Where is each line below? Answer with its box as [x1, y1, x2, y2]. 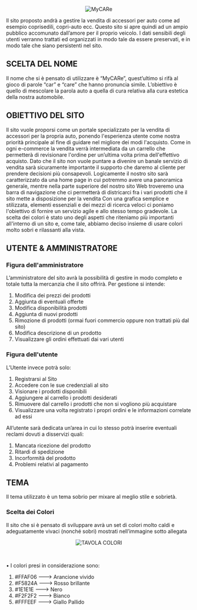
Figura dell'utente [6, 350, 58, 359]
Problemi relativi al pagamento [14, 460, 89, 468]
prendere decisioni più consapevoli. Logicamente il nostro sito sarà [6, 170, 169, 177]
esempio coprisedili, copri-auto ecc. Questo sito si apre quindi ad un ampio [6, 24, 188, 30]
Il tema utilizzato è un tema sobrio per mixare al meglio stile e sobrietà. [6, 493, 177, 500]
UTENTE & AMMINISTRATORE [6, 243, 118, 253]
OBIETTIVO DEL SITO [6, 111, 85, 121]
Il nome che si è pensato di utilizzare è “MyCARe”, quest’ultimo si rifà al [6, 74, 178, 82]
